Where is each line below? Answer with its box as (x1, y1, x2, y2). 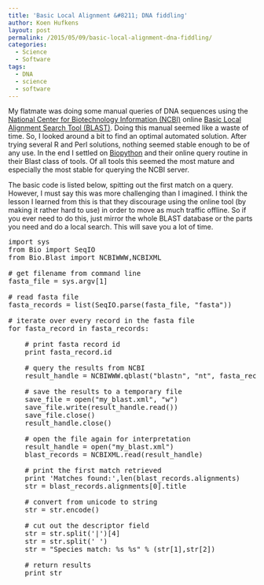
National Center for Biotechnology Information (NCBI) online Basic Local (8, 115, 242, 125)
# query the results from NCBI (24, 363, 145, 373)
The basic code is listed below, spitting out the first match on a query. (8, 181, 234, 190)
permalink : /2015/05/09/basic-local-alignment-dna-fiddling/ (8, 33, 213, 42)
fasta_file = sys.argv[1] (8, 277, 108, 286)
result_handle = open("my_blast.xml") (24, 442, 174, 452)
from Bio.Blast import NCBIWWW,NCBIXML (8, 253, 162, 263)
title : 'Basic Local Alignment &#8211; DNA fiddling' (8, 11, 189, 20)
